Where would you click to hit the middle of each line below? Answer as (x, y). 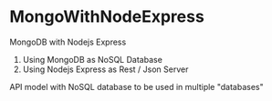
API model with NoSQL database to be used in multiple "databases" (136, 86)
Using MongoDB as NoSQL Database (92, 59)
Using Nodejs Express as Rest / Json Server (105, 69)
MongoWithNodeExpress (107, 17)
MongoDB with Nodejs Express (68, 42)
